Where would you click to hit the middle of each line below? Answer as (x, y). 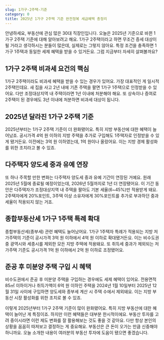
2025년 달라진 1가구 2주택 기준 (49, 116)
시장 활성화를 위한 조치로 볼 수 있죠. (48, 298)
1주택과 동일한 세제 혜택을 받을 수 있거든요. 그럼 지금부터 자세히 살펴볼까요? (86, 51)
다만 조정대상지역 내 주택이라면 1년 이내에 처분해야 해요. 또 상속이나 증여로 (86, 94)
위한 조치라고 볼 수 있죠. (33, 148)
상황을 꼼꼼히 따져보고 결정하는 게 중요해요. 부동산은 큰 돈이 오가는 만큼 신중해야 (82, 327)
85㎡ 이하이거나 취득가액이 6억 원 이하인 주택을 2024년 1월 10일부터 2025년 (78, 286)
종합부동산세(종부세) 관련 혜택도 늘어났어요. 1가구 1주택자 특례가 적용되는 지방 (79, 231)
